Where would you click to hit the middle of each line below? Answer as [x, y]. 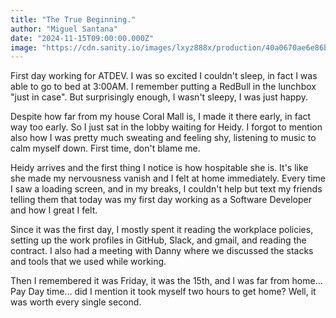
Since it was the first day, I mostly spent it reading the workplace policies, [162, 230]
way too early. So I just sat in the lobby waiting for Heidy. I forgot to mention [166, 127]
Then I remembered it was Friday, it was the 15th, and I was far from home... [166, 281]
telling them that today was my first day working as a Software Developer [161, 200]
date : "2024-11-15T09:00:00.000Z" [82, 38]
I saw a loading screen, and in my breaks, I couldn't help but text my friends [166, 189]
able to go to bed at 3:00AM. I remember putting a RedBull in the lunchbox [163, 87]
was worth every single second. [76, 302]
